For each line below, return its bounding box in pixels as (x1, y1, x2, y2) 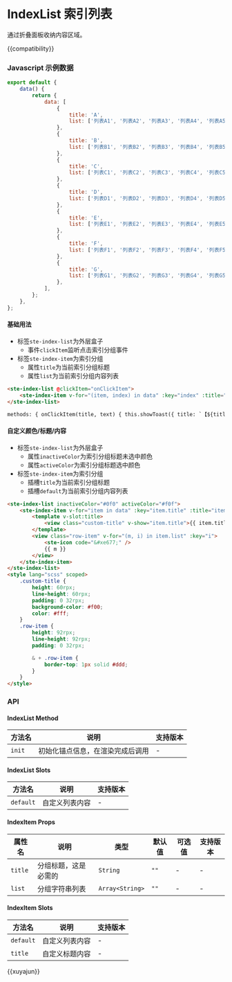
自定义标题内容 (42, 949, 91, 958)
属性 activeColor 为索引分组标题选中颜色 (27, 461, 141, 469)
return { (32, 91, 57, 99)
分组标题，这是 (37, 860, 86, 870)
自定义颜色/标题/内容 (7, 427, 67, 435)
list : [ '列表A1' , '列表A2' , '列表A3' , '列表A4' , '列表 (68, 118, 220, 125)
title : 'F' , (68, 240, 104, 247)
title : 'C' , (68, 163, 104, 170)
